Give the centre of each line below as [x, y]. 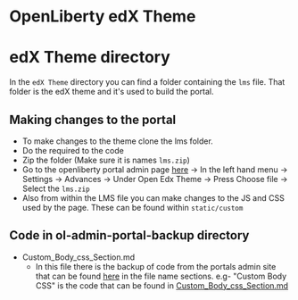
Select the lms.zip [56, 188]
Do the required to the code [73, 150]
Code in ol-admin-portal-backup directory [129, 235]
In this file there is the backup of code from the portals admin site [156, 266]
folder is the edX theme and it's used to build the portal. [112, 92]
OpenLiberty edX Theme [103, 17]
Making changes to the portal [93, 119]
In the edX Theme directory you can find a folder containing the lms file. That [147, 82]
